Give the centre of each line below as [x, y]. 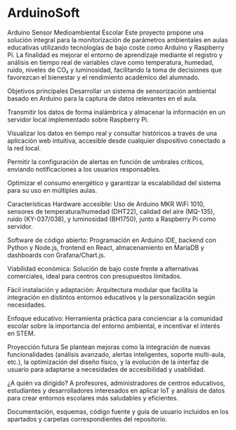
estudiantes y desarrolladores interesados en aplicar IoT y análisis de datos [116, 390]
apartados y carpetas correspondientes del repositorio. [87, 419]
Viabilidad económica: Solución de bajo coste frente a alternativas [103, 268]
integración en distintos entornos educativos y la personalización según [111, 297]
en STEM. [21, 333]
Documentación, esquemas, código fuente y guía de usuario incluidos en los [118, 411]
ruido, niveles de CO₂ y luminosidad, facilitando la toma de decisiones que [115, 70]
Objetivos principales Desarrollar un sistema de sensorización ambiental [112, 91]
